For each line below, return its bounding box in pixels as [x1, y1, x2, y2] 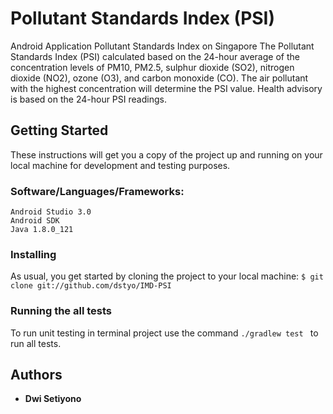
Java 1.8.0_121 [10, 225, 74, 235]
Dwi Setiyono [24, 393, 82, 405]
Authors [10, 367, 63, 384]
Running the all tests [10, 304, 112, 318]
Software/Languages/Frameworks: [10, 184, 185, 198]
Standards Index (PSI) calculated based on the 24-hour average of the [10, 50, 300, 62]
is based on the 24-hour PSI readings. [10, 93, 167, 105]
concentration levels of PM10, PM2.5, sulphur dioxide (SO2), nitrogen [10, 61, 295, 73]
